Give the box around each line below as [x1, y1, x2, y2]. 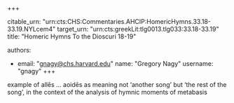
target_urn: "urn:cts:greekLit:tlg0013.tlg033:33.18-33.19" [57, 25, 219, 33]
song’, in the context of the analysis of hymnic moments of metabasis [7, 88, 208, 96]
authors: [7, 46, 32, 54]
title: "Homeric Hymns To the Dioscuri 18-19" [7, 32, 137, 41]
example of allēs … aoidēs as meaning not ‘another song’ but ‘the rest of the [7, 81, 227, 88]
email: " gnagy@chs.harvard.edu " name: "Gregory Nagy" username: [17, 60, 214, 67]
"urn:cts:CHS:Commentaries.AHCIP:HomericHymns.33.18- [42, 18, 212, 25]
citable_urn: [7, 18, 41, 25]
